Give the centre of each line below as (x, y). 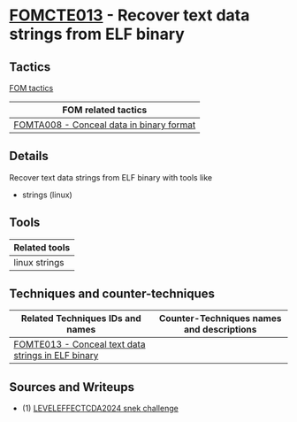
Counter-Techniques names (220, 318)
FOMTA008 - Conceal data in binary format (105, 125)
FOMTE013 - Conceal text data (80, 344)
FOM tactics (31, 88)
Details (29, 156)
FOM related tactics (104, 110)
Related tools (42, 247)
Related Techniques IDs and (81, 318)
